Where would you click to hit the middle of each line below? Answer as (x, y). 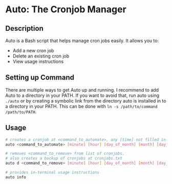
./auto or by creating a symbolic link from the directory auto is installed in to (86, 100)
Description (24, 28)
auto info (16, 177)
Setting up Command (40, 78)
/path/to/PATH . (21, 112)
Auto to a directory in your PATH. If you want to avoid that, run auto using (82, 95)
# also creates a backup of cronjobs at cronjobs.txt (64, 158)
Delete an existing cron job (41, 56)
